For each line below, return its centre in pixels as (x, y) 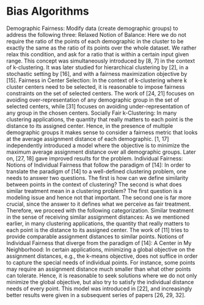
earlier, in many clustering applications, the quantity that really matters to (98, 223)
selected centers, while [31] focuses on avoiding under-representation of (98, 106)
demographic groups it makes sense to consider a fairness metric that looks (102, 132)
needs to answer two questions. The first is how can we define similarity (97, 178)
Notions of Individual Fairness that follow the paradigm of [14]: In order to (99, 165)
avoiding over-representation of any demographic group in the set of (93, 100)
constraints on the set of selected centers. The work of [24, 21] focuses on (100, 93)
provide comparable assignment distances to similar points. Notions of (95, 236)
